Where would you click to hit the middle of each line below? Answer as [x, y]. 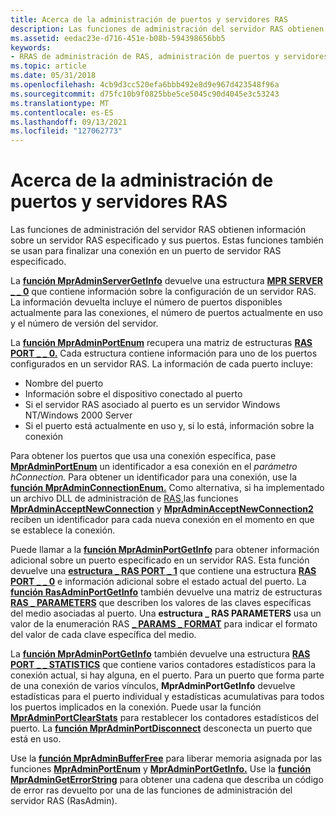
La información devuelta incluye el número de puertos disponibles [146, 302]
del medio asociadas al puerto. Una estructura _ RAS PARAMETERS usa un [166, 613]
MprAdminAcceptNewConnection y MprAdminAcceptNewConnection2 [162, 509]
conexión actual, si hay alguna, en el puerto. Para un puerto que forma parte [167, 675]
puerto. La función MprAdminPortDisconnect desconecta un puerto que [161, 728]
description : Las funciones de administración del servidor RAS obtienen [167, 29]
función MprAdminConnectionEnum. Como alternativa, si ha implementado [167, 488]
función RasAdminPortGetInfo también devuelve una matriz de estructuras [166, 592]
